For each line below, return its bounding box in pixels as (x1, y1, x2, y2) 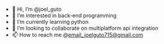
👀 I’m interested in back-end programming (11, 12, 117, 19)
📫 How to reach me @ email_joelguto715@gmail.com (11, 32, 144, 38)
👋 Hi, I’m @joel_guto (11, 6, 62, 12)
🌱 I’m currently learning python (11, 18, 89, 25)
